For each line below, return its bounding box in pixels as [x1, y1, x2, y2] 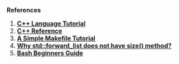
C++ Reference [16, 27, 62, 35]
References [6, 6, 41, 14]
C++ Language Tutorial [16, 19, 86, 27]
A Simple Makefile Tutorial [16, 34, 95, 42]
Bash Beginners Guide [16, 49, 84, 57]
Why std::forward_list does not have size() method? [16, 42, 172, 49]
